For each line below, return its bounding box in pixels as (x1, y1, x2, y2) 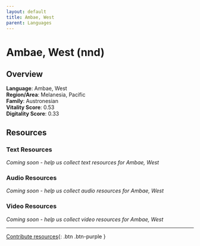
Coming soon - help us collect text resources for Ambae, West (6, 159, 160, 166)
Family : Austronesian (6, 98, 58, 105)
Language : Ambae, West (6, 85, 67, 92)
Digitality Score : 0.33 (6, 110, 60, 117)
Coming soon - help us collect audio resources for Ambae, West (6, 187, 164, 194)
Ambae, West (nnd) (6, 45, 105, 59)
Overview (6, 69, 43, 79)
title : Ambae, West (6, 14, 55, 20)
